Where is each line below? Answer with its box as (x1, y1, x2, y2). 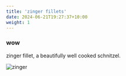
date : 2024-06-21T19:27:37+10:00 (6, 14, 88, 20)
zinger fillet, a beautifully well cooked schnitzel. (6, 52, 121, 59)
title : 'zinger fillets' (6, 8, 67, 15)
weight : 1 (6, 19, 30, 25)
